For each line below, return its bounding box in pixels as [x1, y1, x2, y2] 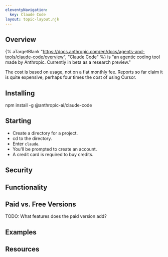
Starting [5, 116, 32, 125]
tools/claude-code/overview [5, 54, 64, 60]
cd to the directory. [12, 135, 52, 141]
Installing [5, 89, 35, 97]
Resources [5, 245, 40, 253]
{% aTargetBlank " [5, 49, 43, 55]
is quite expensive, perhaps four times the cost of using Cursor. [5, 74, 136, 80]
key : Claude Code [10, 12, 46, 17]
